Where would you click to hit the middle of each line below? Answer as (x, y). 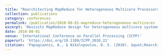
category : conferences (28, 18)
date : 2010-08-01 (23, 32)
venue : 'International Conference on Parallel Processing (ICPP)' (73, 36)
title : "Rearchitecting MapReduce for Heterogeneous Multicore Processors (82, 9)
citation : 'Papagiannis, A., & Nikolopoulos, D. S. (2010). (67, 45)
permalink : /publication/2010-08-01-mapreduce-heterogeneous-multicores (80, 23)
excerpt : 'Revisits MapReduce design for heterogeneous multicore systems (82, 27)
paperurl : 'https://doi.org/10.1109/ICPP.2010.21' (57, 41)
